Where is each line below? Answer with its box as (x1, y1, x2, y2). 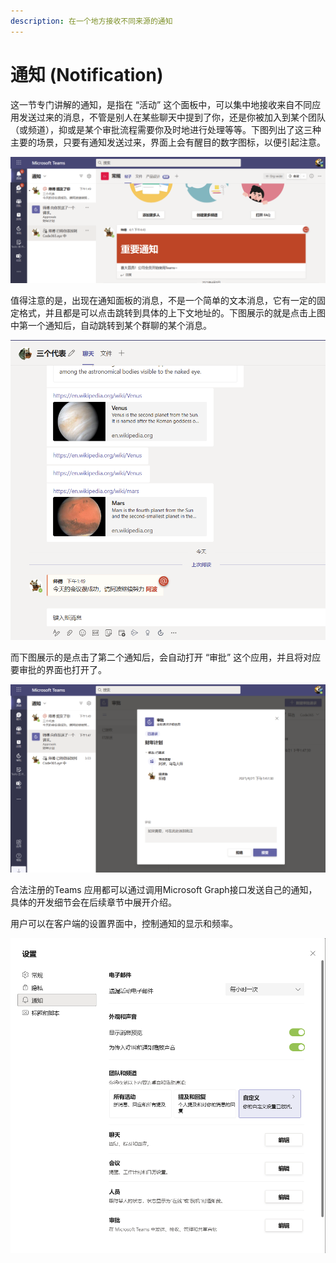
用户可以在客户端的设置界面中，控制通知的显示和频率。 (10, 918, 238, 930)
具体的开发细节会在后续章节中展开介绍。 (10, 896, 177, 909)
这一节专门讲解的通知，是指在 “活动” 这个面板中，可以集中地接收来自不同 (10, 98, 313, 110)
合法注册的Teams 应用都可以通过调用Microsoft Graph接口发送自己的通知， (10, 884, 318, 896)
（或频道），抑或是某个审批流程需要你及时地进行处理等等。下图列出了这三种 (10, 123, 322, 135)
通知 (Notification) (10, 63, 164, 86)
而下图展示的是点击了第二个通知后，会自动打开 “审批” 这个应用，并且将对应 (10, 651, 322, 664)
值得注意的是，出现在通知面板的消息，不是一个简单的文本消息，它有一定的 (10, 295, 317, 307)
